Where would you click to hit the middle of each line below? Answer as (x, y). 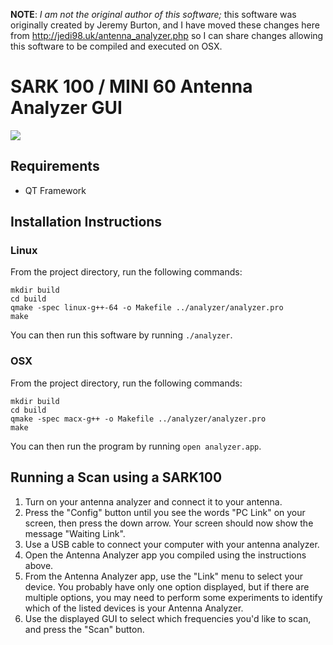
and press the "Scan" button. (84, 629)
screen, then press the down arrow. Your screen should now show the (169, 523)
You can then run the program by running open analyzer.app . (136, 446)
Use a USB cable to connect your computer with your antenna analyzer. (172, 544)
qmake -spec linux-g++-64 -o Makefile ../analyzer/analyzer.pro (147, 308)
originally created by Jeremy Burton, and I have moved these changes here (165, 25)
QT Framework (55, 190)
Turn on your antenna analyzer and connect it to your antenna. (153, 501)
